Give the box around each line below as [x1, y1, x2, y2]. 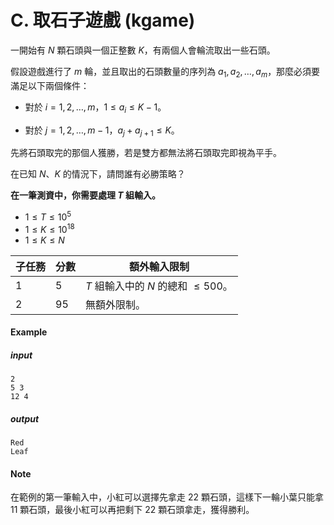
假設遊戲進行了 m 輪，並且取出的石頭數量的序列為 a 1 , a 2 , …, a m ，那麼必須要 [10, 65, 321, 80]
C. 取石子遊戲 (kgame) [10, 9, 196, 32]
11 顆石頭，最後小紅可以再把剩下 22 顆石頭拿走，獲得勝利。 [10, 504, 255, 516]
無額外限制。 [85, 297, 147, 311]
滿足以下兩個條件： [10, 79, 90, 91]
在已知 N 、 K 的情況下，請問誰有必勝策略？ [10, 168, 186, 180]
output [10, 412, 40, 425]
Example [10, 326, 48, 338]
